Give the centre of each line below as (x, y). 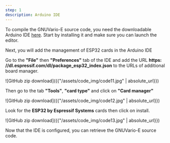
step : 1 (13, 10)
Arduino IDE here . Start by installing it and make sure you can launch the (81, 35)
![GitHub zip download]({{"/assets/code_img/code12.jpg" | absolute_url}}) (83, 101)
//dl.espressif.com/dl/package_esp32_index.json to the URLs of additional (85, 65)
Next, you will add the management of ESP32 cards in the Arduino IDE (79, 50)
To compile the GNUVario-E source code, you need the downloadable (78, 29)
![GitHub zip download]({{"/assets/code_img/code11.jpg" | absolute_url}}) (82, 81)
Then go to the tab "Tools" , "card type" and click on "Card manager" (79, 90)
